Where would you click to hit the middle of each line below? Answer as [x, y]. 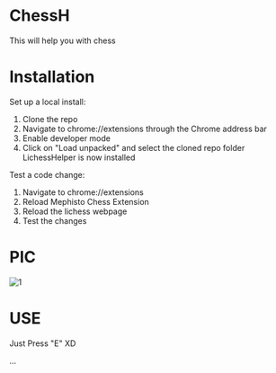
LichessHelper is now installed [79, 157]
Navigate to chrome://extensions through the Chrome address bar [145, 129]
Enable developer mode [66, 138]
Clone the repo [50, 119]
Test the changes [54, 220]
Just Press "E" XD [43, 343]
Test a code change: [47, 174]
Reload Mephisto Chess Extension [86, 201]
